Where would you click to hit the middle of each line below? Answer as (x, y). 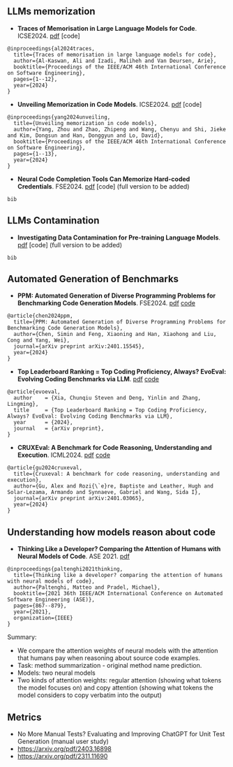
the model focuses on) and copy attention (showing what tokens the (115, 688)
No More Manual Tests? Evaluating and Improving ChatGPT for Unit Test (121, 734)
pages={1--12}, (36, 79)
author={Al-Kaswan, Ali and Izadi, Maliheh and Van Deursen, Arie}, (115, 61)
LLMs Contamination (53, 220)
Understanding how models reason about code (112, 532)
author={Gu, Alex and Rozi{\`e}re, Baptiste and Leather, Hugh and (114, 486)
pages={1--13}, (36, 154)
